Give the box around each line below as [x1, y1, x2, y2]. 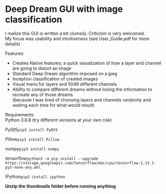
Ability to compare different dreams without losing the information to [12, 86, 152, 92]
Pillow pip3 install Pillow [5, 136, 59, 142]
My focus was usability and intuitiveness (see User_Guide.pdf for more [5, 36, 150, 42]
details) [5, 41, 21, 47]
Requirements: [5, 111, 35, 117]
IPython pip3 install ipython [5, 173, 65, 179]
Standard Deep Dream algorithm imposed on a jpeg [12, 70, 117, 76]
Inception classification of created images [12, 76, 98, 82]
